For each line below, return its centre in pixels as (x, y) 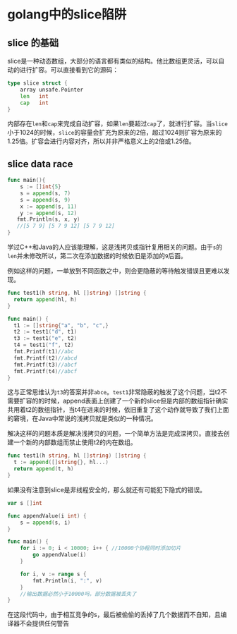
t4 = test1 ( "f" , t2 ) (44, 345)
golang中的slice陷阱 (67, 14)
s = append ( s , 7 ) (45, 193)
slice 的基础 (33, 43)
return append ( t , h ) (44, 469)
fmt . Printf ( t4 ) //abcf (45, 371)
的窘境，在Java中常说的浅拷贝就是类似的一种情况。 (82, 419)
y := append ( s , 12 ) (49, 213)
